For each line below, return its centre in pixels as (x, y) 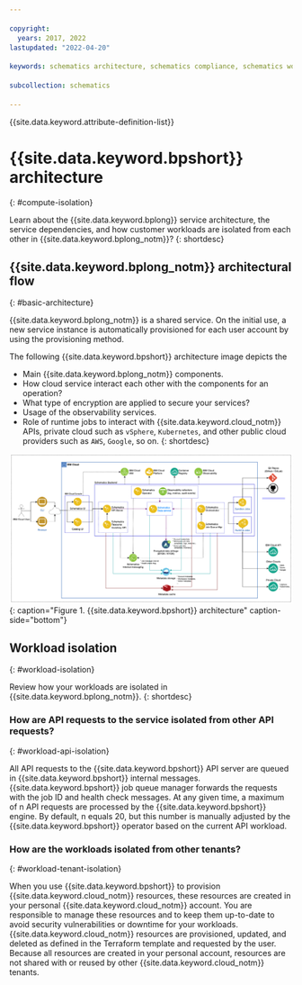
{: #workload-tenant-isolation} (66, 869)
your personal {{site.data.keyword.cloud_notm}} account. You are (131, 906)
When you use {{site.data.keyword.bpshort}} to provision (115, 886)
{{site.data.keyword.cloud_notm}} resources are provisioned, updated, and (148, 934)
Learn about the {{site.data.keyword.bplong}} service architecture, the (140, 220)
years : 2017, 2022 (52, 38)
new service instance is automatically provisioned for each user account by (149, 330)
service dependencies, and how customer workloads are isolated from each (150, 229)
